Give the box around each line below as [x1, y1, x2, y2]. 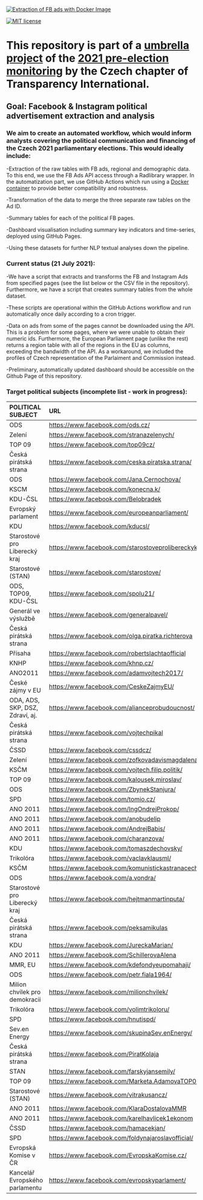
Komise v [9, 1151, 36, 1159]
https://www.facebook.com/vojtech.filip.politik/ [49, 766, 183, 774]
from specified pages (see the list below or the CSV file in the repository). [6, 279, 190, 287]
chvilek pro [9, 988, 41, 996]
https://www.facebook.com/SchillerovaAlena [49, 951, 176, 959]
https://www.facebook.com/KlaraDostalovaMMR [49, 1104, 187, 1113]
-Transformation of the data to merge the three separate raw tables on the [6, 196, 191, 203]
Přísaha [9, 649, 31, 657]
